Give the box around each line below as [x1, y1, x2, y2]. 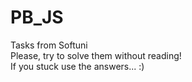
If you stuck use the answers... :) [10, 60, 145, 72]
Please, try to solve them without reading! [10, 49, 182, 61]
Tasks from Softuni [10, 39, 88, 51]
